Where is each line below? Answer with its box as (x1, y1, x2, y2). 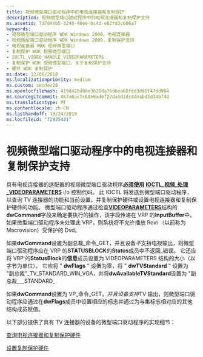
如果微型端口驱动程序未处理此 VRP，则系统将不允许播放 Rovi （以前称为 (6, 219, 186, 226)
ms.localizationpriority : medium (6, 77, 91, 83)
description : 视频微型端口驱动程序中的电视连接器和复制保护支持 (6, 15, 150, 21)
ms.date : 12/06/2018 (6, 71, 59, 77)
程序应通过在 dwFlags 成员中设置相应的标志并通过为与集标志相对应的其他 (11, 298, 193, 305)
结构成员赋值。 (6, 305, 44, 313)
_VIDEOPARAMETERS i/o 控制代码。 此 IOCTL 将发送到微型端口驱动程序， (6, 189, 193, 196)
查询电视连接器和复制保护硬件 (6, 331, 81, 339)
